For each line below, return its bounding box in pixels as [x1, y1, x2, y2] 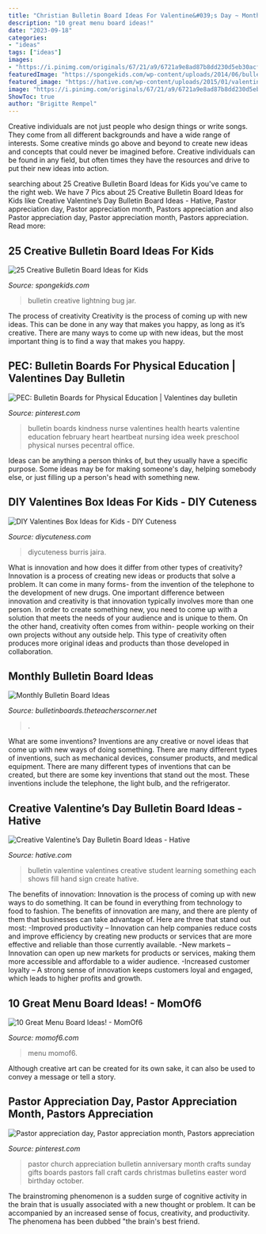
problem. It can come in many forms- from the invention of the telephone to [8, 579, 255, 588]
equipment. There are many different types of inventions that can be [8, 762, 231, 771]
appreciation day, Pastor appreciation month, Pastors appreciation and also [8, 204, 253, 214]
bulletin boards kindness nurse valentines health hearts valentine [27, 423, 240, 432]
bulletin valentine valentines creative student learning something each [27, 866, 256, 875]
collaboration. [8, 646, 53, 656]
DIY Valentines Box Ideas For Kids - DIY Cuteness [8, 496, 257, 509]
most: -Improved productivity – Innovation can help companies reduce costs [8, 924, 257, 933]
